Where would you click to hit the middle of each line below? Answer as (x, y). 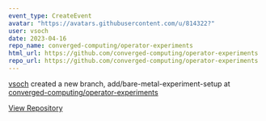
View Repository (36, 108)
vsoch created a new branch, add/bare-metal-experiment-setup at (119, 83)
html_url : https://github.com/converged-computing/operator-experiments (133, 53)
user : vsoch (28, 31)
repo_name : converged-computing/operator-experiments (101, 46)
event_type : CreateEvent (50, 16)
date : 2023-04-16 (38, 38)
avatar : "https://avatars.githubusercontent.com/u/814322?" (112, 23)
